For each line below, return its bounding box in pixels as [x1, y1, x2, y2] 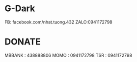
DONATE [4, 36, 41, 47]
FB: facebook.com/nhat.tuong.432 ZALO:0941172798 [4, 19, 112, 25]
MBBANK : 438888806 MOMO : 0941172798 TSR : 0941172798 [4, 52, 132, 58]
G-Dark [4, 3, 35, 14]
